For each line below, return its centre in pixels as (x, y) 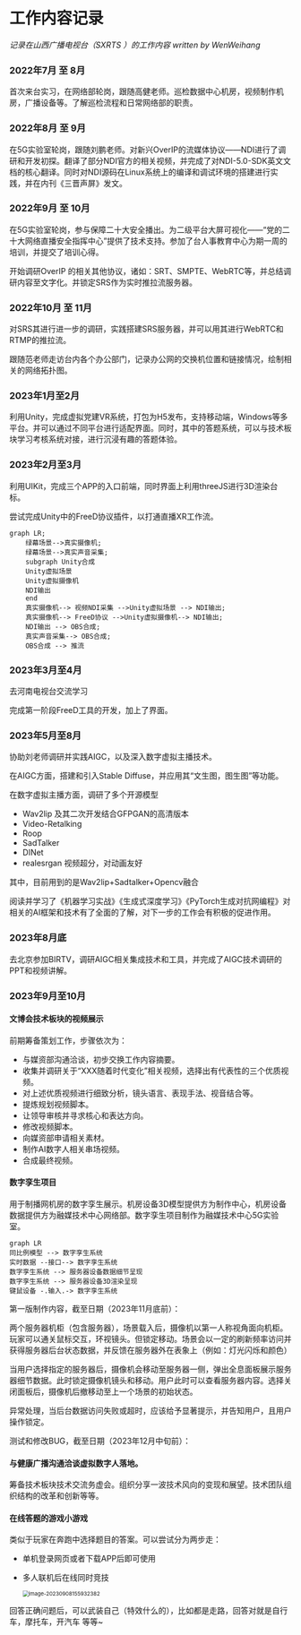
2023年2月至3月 (46, 465)
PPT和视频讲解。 (40, 970)
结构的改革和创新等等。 (60, 1496)
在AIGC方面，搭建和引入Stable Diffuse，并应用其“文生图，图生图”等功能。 (146, 776)
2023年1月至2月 (44, 396)
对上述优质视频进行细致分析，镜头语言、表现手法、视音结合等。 (140, 1093)
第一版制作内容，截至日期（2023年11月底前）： (95, 1308)
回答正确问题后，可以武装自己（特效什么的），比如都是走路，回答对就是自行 (149, 1611)
